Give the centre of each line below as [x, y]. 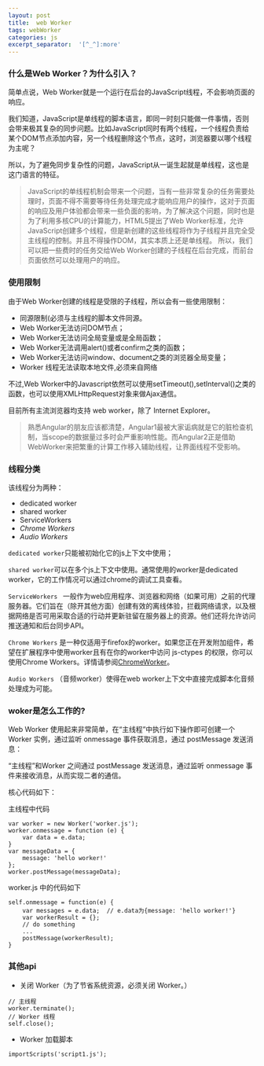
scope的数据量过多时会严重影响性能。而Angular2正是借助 [142, 436]
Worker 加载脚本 [46, 1039]
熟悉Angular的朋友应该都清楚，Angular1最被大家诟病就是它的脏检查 [137, 427]
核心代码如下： [32, 792]
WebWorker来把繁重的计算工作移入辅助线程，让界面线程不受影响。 [136, 447]
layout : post [29, 15]
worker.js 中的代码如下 [44, 888]
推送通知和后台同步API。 [48, 626]
